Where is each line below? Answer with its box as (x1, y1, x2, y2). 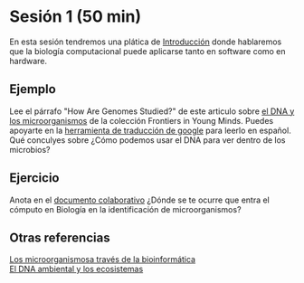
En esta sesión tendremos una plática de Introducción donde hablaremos (9, 36, 282, 47)
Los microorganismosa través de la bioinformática (9, 254, 196, 265)
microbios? (9, 144, 51, 155)
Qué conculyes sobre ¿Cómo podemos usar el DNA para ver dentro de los (9, 134, 287, 146)
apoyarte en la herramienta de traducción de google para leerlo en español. (9, 125, 291, 136)
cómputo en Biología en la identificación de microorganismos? (9, 203, 242, 214)
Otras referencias (9, 230, 110, 245)
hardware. (9, 55, 48, 66)
